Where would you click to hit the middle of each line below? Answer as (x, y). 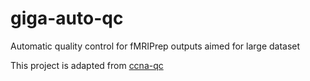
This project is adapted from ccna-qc (87, 65)
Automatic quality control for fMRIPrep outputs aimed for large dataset (155, 46)
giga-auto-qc (67, 18)
